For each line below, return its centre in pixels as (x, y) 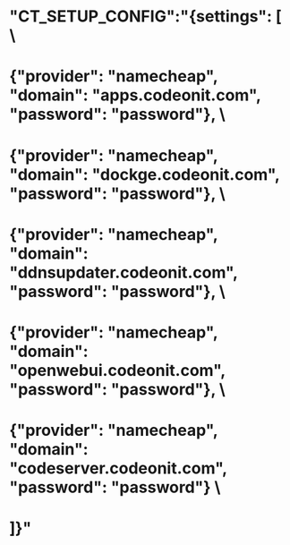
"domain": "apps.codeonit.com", (135, 95)
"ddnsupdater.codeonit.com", (124, 272)
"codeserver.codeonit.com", (118, 468)
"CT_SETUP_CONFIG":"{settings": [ (145, 17)
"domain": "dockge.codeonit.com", (145, 174)
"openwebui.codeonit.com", (117, 370)
